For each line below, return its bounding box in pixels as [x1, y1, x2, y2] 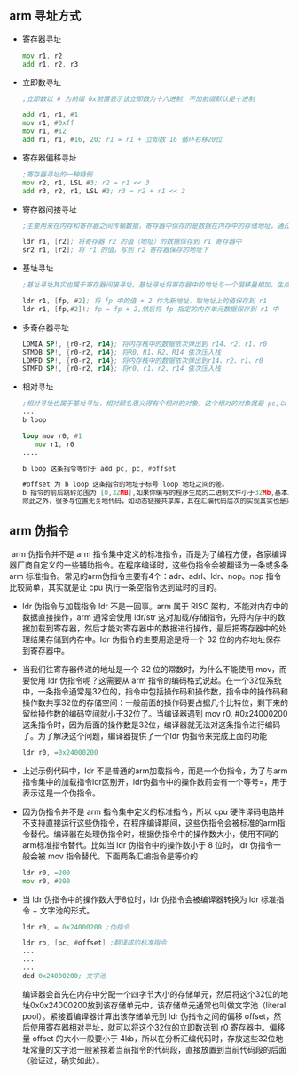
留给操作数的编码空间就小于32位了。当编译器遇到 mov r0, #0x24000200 [21, 708, 288, 718]
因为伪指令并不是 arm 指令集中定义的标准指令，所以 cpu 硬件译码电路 [21, 806, 278, 817]
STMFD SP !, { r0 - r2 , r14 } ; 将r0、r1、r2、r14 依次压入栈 [21, 365, 222, 373]
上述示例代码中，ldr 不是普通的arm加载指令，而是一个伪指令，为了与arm [21, 765, 288, 776]
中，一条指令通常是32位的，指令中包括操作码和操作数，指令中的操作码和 [21, 686, 288, 696]
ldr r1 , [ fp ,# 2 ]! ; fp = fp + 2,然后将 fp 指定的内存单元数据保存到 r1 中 [21, 304, 279, 313]
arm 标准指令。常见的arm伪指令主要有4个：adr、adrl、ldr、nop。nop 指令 [9, 570, 282, 581]
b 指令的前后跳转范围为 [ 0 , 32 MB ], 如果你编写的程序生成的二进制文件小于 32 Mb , [21, 489, 275, 498]
